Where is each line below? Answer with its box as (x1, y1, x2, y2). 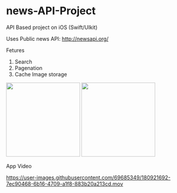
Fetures (6, 46, 25, 54)
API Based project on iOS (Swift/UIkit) (6, 24, 98, 31)
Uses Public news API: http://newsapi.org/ (6, 35, 109, 42)
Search (14, 58, 32, 65)
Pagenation (14, 64, 43, 72)
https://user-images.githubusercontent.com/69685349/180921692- (6, 173, 171, 181)
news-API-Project (6, 4, 96, 18)
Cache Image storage (14, 70, 67, 78)
